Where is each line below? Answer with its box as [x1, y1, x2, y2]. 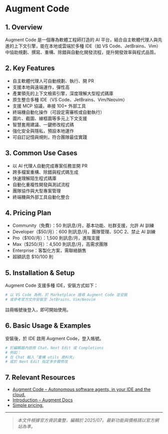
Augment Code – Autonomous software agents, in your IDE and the [12, 387, 151, 393]
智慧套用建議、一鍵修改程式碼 [12, 121, 74, 127]
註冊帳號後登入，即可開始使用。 [5, 307, 71, 313]
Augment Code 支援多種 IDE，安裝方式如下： [5, 283, 98, 289]
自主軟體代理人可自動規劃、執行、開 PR [12, 78, 94, 84]
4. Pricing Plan [5, 209, 51, 217]
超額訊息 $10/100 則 [12, 254, 53, 260]
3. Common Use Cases [5, 149, 77, 157]
